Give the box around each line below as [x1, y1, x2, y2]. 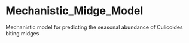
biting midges [5, 29, 39, 37]
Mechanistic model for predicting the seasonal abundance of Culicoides [5, 24, 183, 31]
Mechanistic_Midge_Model [5, 4, 144, 18]
